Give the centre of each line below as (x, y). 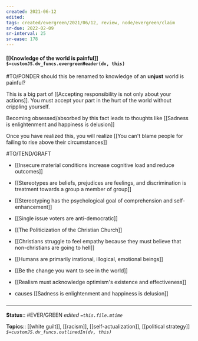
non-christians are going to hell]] (55, 248)
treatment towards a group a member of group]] (73, 189)
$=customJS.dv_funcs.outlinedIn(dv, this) (59, 332)
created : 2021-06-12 (32, 12)
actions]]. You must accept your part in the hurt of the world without (89, 101)
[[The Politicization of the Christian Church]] (68, 230)
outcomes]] (29, 172)
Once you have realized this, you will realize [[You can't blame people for (95, 136)
